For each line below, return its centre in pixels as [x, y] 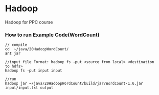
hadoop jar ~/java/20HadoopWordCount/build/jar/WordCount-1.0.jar [74, 84]
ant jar [13, 54]
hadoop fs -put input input [34, 71]
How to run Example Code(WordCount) [52, 35]
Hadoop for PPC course [29, 22]
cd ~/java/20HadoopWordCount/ [37, 49]
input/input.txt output [29, 88]
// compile [16, 45]
